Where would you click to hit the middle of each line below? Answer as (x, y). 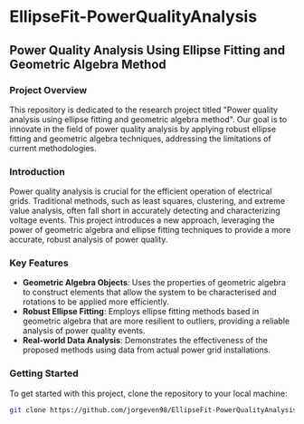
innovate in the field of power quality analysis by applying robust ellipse (143, 129)
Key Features (39, 263)
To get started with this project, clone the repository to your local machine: (148, 393)
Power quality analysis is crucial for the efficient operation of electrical (141, 191)
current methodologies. (53, 148)
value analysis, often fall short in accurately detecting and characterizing (145, 211)
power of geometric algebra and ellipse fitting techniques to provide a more (150, 230)
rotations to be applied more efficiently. (95, 302)
